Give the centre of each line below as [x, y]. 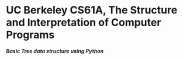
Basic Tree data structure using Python [55, 51]
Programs [30, 35]
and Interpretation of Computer [84, 22]
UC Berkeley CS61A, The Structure [92, 10]
